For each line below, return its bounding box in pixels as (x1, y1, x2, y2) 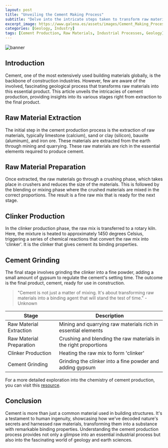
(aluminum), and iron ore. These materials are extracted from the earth (5, 138, 151, 144)
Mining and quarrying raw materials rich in (59, 321, 158, 328)
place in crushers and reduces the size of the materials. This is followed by (5, 181, 159, 187)
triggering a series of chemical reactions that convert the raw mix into (5, 236, 149, 242)
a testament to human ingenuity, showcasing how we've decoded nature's (5, 415, 158, 421)
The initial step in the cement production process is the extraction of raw (5, 127, 155, 133)
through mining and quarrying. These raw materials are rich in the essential (5, 143, 160, 149)
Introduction (5, 59, 45, 68)
